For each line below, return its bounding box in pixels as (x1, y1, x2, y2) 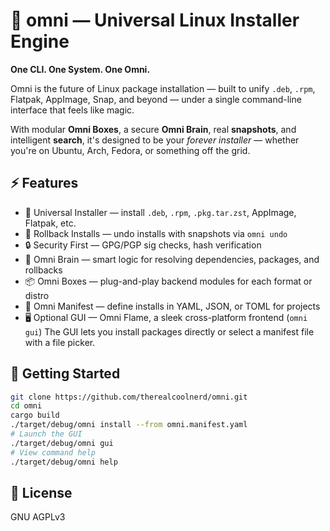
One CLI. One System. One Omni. (10, 63, 151, 75)
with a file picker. (24, 336, 96, 348)
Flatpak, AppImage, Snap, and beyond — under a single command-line (10, 93, 302, 105)
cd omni (10, 401, 43, 411)
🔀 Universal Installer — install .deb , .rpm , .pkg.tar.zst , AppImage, (24, 206, 297, 218)
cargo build (10, 410, 60, 421)
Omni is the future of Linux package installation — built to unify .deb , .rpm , (10, 82, 316, 94)
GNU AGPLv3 (10, 511, 66, 523)
